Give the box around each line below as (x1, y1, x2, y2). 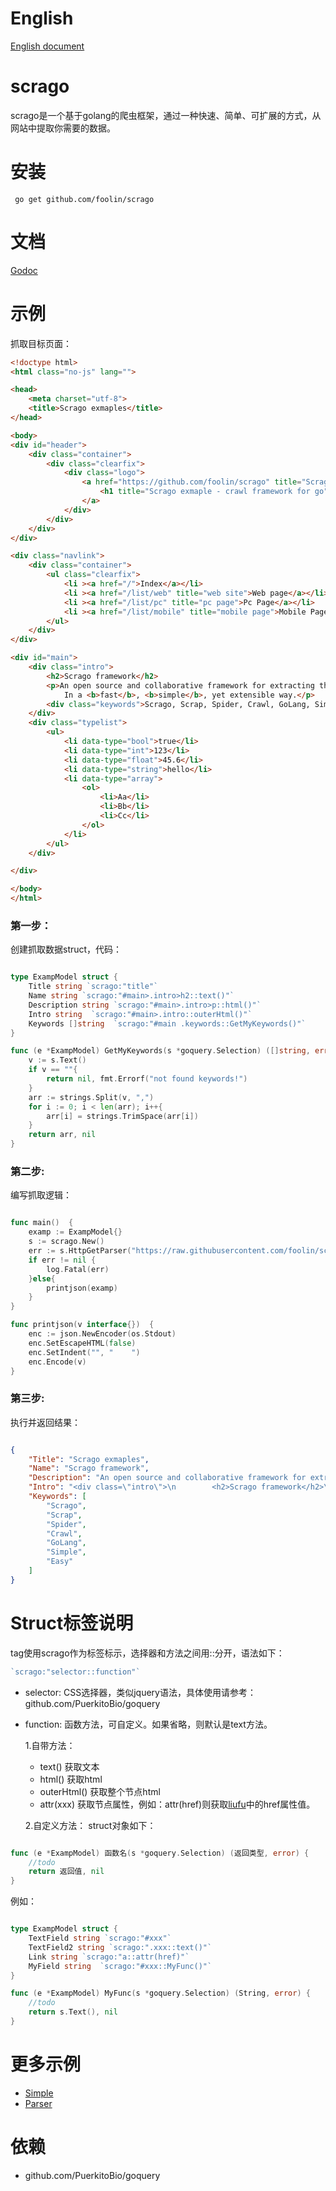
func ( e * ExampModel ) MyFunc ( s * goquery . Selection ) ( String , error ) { (10, 1988, 311, 1999)
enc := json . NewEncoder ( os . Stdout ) (28, 1329, 177, 1339)
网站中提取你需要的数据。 (10, 122, 116, 134)
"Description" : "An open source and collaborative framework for (28, 1473, 307, 1483)
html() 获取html (39, 1773, 103, 1785)
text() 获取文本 (39, 1760, 100, 1772)
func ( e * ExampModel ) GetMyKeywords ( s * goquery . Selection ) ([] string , (10, 1046, 311, 1056)
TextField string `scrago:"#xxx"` (28, 1933, 172, 1944)
